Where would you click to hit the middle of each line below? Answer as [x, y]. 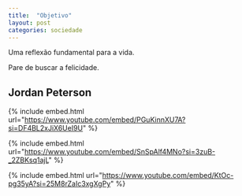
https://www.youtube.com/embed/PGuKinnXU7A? [105, 120]
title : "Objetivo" [40, 15]
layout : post [30, 23]
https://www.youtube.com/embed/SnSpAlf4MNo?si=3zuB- [120, 152]
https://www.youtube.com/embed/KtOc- [168, 176]
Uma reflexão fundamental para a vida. [71, 53]
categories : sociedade [45, 30]
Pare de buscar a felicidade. [54, 68]
